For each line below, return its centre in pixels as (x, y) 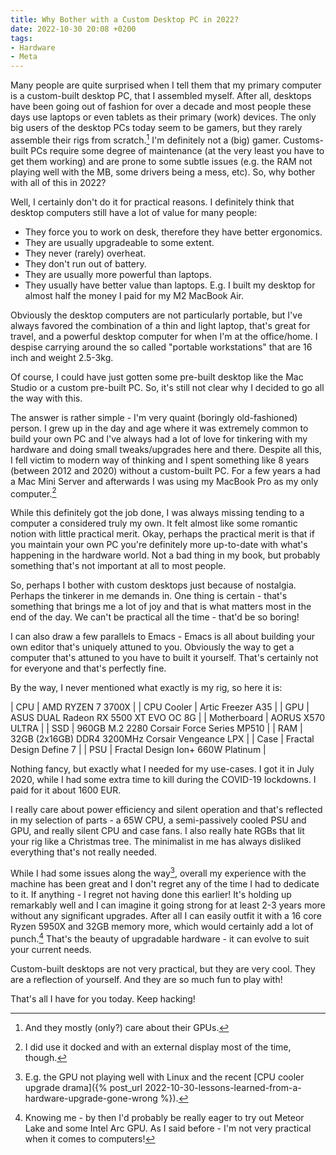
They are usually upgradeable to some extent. (119, 242)
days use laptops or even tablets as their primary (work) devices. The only (163, 117)
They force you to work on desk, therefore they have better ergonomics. (173, 232)
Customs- (303, 140)
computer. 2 (33, 493)
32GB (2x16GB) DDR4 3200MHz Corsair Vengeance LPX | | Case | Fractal (162, 739)
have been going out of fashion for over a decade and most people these (161, 107)
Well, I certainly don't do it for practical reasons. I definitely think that (152, 202)
